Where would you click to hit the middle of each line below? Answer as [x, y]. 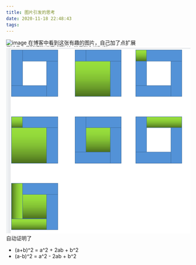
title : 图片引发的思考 [31, 12]
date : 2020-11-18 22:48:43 [39, 18]
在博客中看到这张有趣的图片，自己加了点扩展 [82, 43]
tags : [13, 25]
